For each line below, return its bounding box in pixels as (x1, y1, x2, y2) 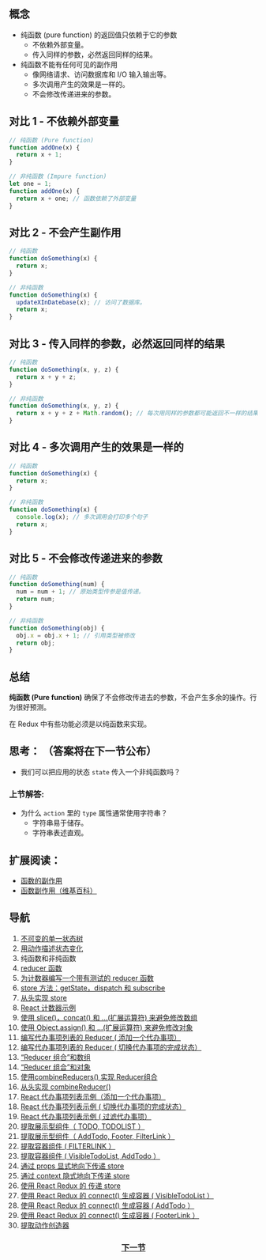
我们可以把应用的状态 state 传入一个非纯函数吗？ (20, 766, 181, 777)
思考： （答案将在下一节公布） (9, 744, 157, 758)
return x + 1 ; (16, 151, 62, 159)
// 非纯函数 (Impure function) (9, 172, 107, 180)
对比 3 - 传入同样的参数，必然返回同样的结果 (9, 337, 226, 350)
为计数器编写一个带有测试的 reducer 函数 (20, 973, 155, 982)
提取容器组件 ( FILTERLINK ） (20, 1141, 116, 1151)
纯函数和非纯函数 (20, 953, 77, 963)
